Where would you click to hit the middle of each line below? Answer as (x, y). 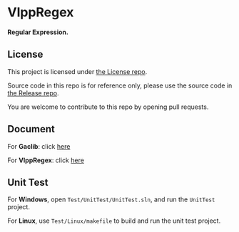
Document (31, 129)
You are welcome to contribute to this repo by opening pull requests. (108, 107)
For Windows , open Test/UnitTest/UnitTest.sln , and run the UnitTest (111, 199)
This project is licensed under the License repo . (77, 71)
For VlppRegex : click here (46, 160)
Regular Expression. (38, 32)
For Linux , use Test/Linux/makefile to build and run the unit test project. (114, 221)
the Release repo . (33, 93)
